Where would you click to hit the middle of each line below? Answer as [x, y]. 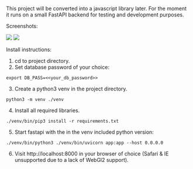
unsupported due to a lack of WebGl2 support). [71, 160]
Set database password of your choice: [62, 67]
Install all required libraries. [47, 110]
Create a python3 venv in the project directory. [71, 89]
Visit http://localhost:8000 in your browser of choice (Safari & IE [92, 154]
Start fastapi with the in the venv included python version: [84, 132]
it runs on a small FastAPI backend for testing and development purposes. [95, 15]
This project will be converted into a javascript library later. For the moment [96, 9]
